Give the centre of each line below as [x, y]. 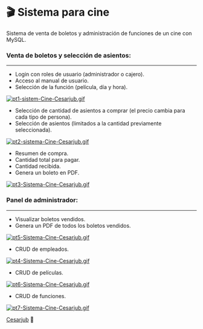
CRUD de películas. [39, 272]
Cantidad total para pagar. [47, 160]
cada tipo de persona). [43, 117]
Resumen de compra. [42, 153]
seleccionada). [34, 130]
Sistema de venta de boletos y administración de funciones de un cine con [99, 33]
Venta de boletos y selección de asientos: [69, 55]
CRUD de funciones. [40, 296]
